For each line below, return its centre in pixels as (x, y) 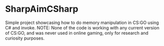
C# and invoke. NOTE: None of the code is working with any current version (82, 27)
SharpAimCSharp (42, 9)
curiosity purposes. (25, 38)
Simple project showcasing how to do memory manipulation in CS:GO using (82, 23)
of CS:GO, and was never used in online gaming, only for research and (77, 33)
